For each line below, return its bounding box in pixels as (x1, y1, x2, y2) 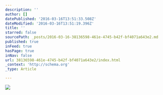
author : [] (5, 12, 28, 17)
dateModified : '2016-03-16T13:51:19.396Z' (5, 21, 94, 26)
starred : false (5, 30, 37, 35)
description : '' (5, 7, 39, 12)
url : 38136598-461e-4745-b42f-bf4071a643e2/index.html (5, 58, 121, 63)
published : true (5, 39, 39, 44)
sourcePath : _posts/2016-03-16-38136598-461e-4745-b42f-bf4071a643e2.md (5, 35, 159, 40)
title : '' (5, 26, 26, 31)
